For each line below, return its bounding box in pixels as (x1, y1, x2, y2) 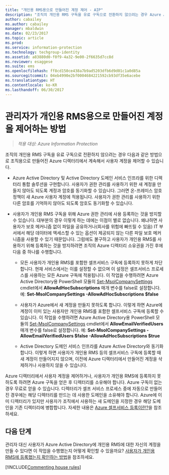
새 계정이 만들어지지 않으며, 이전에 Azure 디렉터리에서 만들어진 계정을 (20, 356, 157, 362)
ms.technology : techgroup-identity (5, 50, 80, 55)
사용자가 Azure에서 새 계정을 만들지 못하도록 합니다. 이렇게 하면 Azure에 (20, 302, 162, 308)
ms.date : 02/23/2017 (5, 31, 49, 36)
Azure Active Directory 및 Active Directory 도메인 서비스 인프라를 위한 (12, 175, 153, 181)
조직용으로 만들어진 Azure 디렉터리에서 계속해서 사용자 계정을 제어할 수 (10, 158, 150, 164)
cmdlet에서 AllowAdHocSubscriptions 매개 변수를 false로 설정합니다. (20, 285, 161, 291)
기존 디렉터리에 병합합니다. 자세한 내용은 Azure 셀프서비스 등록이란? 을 (14, 405, 152, 411)
